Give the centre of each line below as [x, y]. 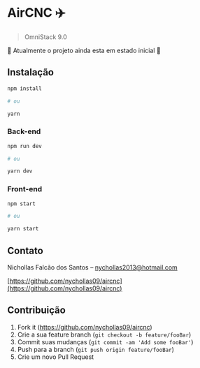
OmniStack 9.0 [46, 37]
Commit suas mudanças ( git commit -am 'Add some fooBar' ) [105, 341]
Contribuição [37, 310]
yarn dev [20, 171]
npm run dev [24, 146]
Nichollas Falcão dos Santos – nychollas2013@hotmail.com [93, 267]
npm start [22, 204]
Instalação [31, 72]
